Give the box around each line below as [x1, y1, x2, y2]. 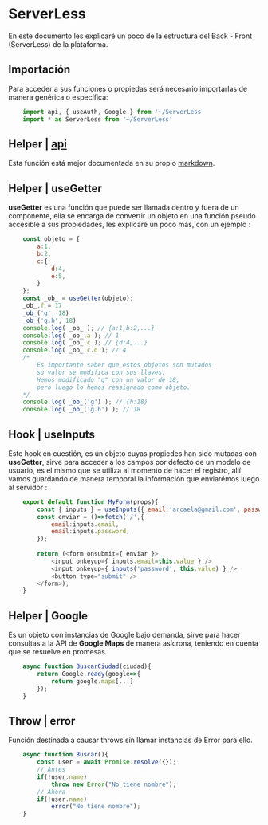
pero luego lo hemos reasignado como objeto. [37, 383, 191, 391]
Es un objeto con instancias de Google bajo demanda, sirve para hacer [8, 631, 241, 640]
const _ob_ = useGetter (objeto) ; [22, 294, 134, 303]
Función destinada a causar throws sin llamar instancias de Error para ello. [8, 735, 253, 745]
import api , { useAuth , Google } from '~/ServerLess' [22, 108, 205, 116]
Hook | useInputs [8, 427, 96, 441]
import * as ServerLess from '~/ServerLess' [22, 115, 173, 124]
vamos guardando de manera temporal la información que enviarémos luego [8, 473, 260, 483]
